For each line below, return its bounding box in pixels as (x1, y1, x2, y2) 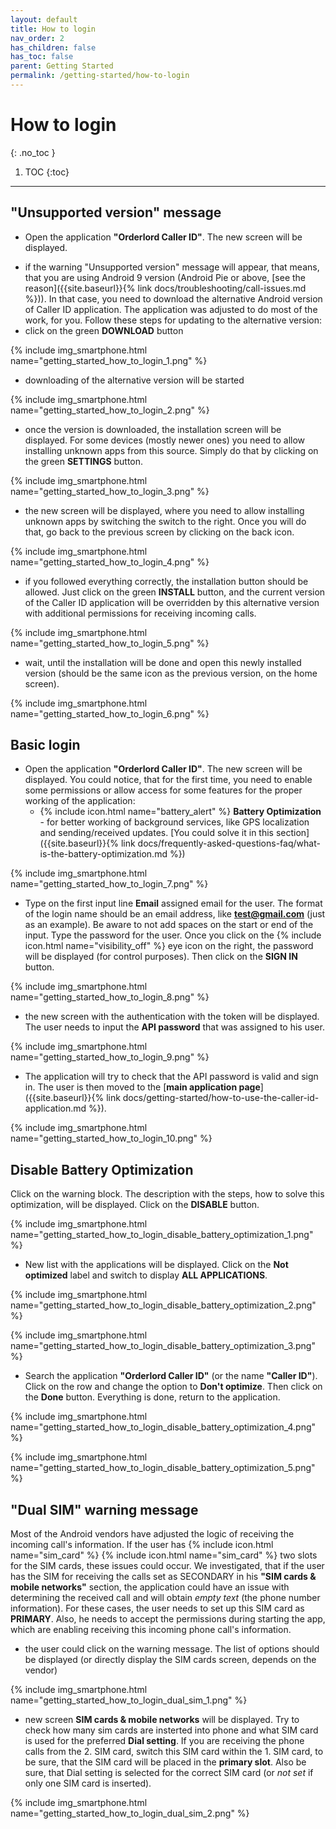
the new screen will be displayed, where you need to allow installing (24, 504, 305, 516)
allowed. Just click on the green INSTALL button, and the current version (24, 586, 326, 598)
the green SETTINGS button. (24, 455, 144, 467)
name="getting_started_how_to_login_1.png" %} (10, 354, 208, 366)
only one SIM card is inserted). (24, 1777, 152, 1790)
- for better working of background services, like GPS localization (39, 816, 310, 828)
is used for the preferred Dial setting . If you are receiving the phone (24, 1735, 305, 1747)
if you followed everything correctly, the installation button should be (24, 575, 309, 587)
